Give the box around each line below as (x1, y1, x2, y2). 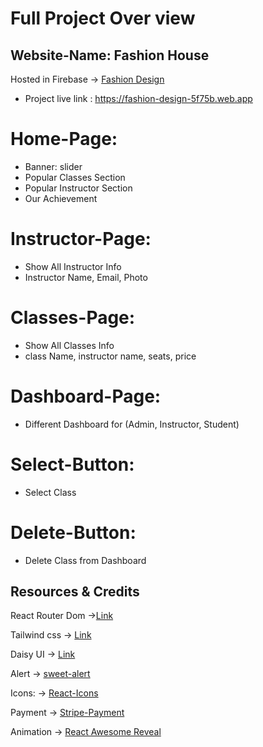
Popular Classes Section (24, 171, 126, 183)
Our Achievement (24, 192, 98, 204)
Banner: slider (24, 160, 83, 172)
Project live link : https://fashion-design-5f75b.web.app (24, 93, 253, 104)
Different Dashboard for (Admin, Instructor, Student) (24, 418, 240, 430)
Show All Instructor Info (24, 260, 122, 272)
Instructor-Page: (10, 228, 152, 251)
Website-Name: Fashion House (10, 47, 210, 64)
